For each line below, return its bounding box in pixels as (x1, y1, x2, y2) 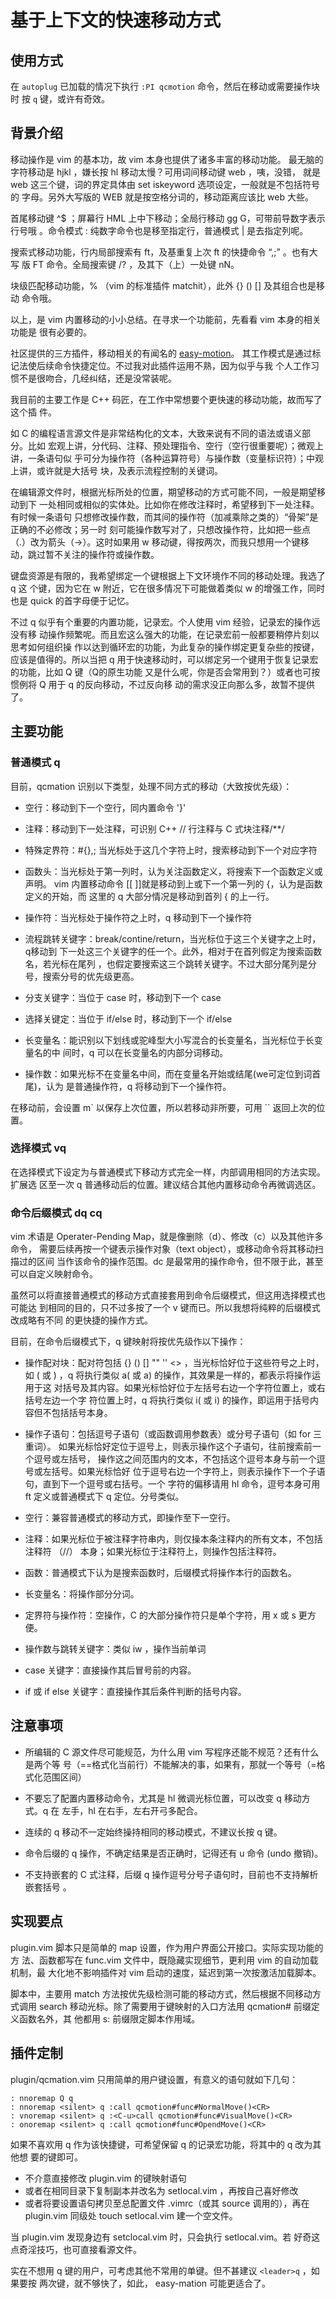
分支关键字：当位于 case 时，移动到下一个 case (24, 991, 222, 1003)
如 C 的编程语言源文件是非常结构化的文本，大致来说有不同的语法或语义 (10, 427, 303, 439)
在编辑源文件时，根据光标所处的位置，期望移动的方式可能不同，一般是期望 (10, 486, 317, 498)
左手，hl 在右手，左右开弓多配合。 (61, 1804, 203, 1816)
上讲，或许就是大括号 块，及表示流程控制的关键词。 (10, 464, 223, 476)
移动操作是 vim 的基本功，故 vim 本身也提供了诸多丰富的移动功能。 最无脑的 (10, 153, 324, 165)
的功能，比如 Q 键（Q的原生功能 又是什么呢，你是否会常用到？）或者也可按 (10, 666, 321, 678)
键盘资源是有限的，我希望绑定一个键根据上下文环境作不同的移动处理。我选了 (10, 569, 326, 581)
